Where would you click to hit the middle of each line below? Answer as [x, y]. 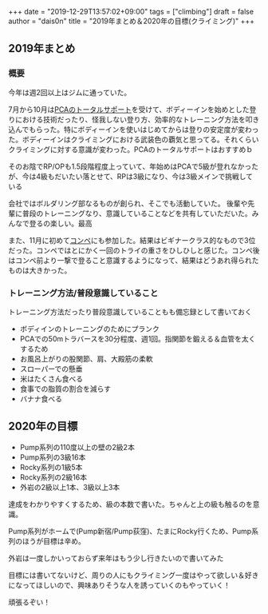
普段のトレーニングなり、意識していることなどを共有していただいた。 [137, 213]
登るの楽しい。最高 [61, 223]
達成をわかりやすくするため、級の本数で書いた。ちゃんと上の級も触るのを [130, 504]
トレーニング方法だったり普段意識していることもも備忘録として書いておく [130, 312]
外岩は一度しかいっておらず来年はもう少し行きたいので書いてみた [116, 558]
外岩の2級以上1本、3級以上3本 [70, 487]
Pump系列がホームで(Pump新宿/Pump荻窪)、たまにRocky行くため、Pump [130, 531]
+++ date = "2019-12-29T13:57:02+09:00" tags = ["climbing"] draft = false [131, 12]
